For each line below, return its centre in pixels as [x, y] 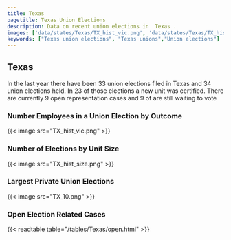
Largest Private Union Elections [61, 182]
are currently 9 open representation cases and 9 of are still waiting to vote [112, 98]
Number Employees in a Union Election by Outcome [95, 116]
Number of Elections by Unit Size [63, 149]
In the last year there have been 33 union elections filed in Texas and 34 [109, 83]
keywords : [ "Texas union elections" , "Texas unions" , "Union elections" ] [113, 39]
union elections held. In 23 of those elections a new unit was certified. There [115, 91]
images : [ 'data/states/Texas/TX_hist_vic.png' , [77, 33]
